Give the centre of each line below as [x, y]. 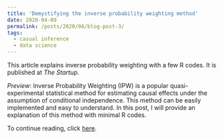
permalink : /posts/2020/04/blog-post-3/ [66, 26]
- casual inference [41, 39]
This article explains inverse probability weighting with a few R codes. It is [112, 65]
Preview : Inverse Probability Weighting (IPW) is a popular [88, 86]
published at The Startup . [43, 72]
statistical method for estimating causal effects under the [127, 93]
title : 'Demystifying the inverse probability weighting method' [103, 13]
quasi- [179, 86]
